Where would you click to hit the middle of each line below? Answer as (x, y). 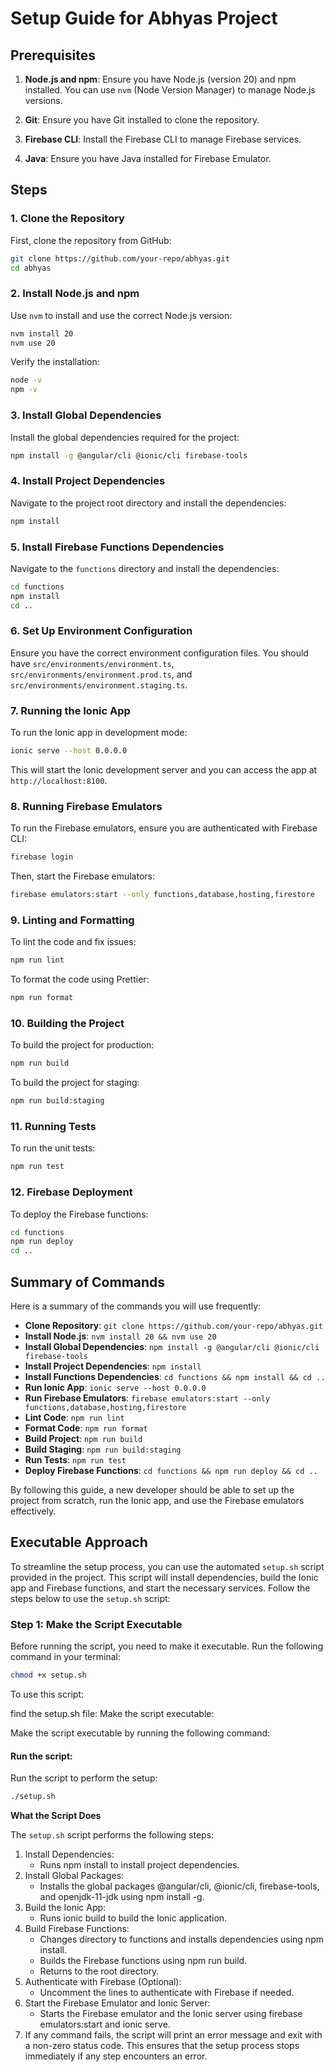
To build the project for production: (82, 1045)
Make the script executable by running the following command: (140, 1733)
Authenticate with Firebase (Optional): (103, 1982)
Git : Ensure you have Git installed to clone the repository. (142, 120)
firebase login (42, 857)
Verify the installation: (55, 362)
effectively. (33, 1511)
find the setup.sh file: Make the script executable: (112, 1713)
